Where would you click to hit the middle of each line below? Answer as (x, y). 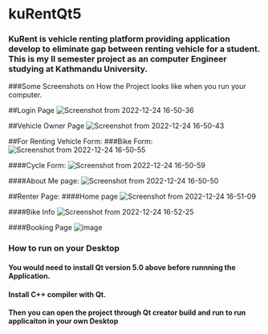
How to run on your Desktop (64, 248)
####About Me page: (44, 181)
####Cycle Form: (37, 166)
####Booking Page (40, 227)
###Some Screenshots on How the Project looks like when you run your (127, 87)
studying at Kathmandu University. (78, 69)
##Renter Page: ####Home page (63, 196)
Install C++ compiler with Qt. (57, 294)
